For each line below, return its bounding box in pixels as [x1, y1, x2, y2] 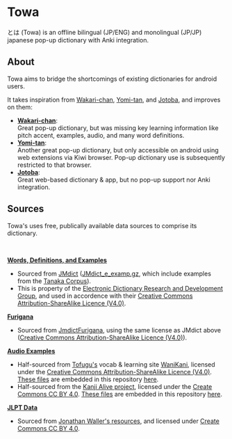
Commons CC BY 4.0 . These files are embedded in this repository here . [17, 390, 222, 398]
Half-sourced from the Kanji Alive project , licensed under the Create [17, 382, 213, 390]
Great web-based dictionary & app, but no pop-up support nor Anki [17, 175, 210, 184]
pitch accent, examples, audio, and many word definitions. [17, 131, 185, 139]
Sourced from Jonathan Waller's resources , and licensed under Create [17, 417, 220, 425]
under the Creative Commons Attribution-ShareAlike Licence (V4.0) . [17, 367, 212, 376]
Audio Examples [7, 346, 56, 355]
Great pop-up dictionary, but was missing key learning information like [17, 123, 219, 132]
